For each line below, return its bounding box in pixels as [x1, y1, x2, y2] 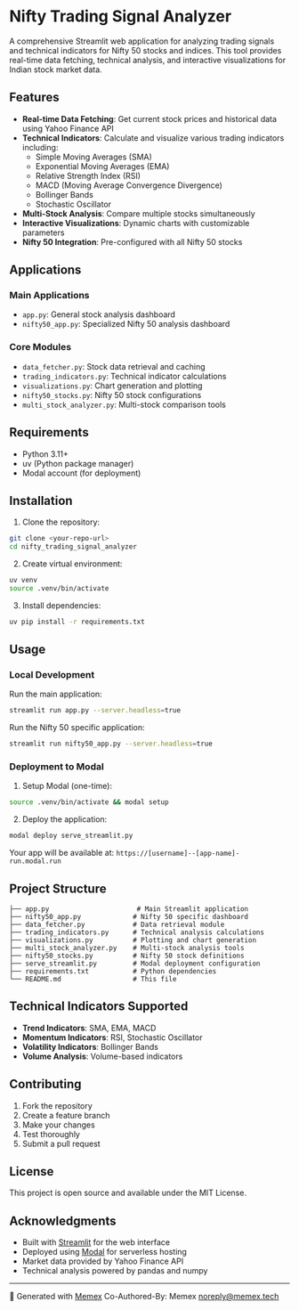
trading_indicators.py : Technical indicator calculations [21, 370, 227, 381]
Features [9, 90, 60, 105]
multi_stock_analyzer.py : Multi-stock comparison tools [21, 399, 227, 410]
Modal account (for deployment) [21, 468, 141, 478]
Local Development [9, 669, 95, 681]
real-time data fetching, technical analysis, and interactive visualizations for [9, 54, 287, 65]
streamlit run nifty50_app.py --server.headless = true [9, 739, 214, 749]
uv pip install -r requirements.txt [9, 617, 145, 626]
